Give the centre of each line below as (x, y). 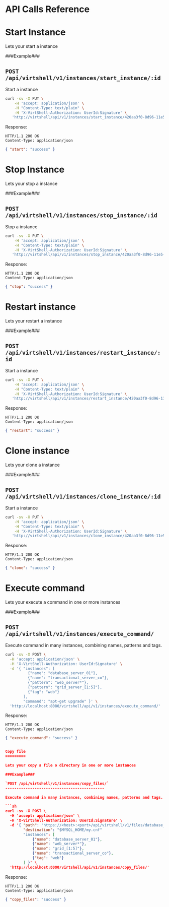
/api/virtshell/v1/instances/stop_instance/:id (81, 215)
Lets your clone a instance (33, 465)
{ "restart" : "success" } (32, 431)
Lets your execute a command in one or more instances (63, 602)
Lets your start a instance (32, 46)
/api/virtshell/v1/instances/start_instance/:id (83, 78)
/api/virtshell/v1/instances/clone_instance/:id (83, 496)
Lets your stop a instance (31, 184)
